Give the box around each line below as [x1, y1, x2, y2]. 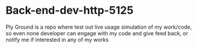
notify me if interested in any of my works [5, 36, 109, 43]
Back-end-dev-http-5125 [5, 4, 134, 17]
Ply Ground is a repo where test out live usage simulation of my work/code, [5, 23, 192, 30]
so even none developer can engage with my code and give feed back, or [5, 29, 188, 36]
